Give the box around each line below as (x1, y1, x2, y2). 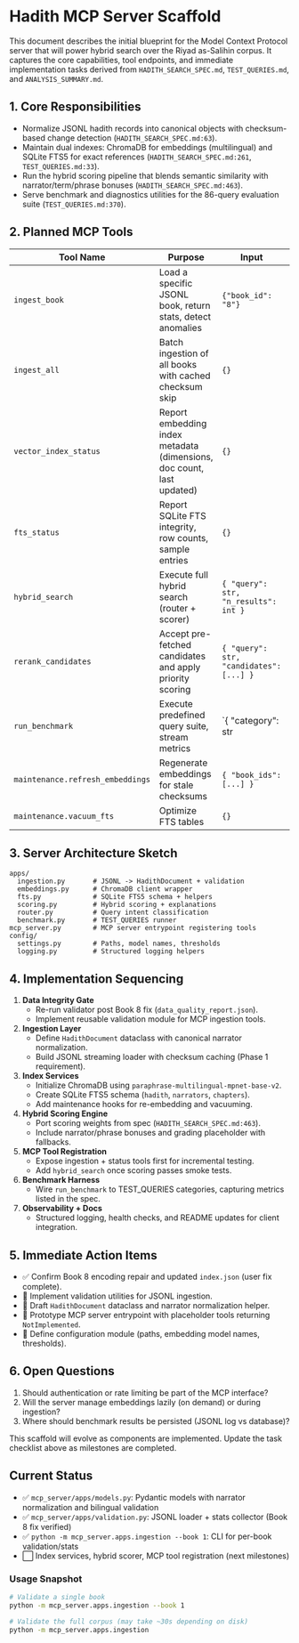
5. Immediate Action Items (9, 1248, 158, 1263)
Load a (158, 265, 189, 278)
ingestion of (158, 347, 209, 360)
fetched (158, 638, 192, 651)
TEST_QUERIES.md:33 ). (21, 160, 100, 171)
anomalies (158, 321, 203, 334)
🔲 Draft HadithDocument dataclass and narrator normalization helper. (21, 1300, 271, 1310)
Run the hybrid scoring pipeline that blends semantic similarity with (21, 170, 269, 181)
